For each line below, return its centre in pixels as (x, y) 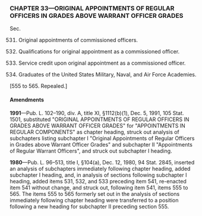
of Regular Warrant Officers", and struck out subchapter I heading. (91, 151)
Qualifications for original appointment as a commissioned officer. (99, 52)
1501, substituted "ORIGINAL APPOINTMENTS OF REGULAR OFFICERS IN (100, 119)
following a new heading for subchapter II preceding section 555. (89, 207)
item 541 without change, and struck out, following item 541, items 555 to (99, 188)
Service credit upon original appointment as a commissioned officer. (102, 63)
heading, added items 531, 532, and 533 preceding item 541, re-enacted (98, 181)
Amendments (27, 100)
